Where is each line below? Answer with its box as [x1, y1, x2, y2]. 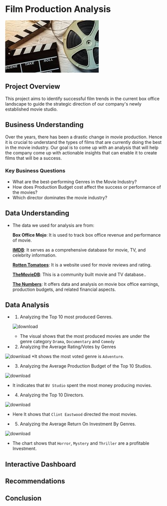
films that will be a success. [5, 155, 62, 161]
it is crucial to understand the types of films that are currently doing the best [5, 139, 162, 145]
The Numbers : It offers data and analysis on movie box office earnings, [12, 281, 160, 287]
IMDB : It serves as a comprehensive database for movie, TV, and [12, 247, 146, 253]
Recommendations [5, 477, 65, 486]
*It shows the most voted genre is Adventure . [31, 354, 124, 360]
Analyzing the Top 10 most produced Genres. [19, 314, 113, 320]
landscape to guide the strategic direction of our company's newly [5, 101, 142, 107]
